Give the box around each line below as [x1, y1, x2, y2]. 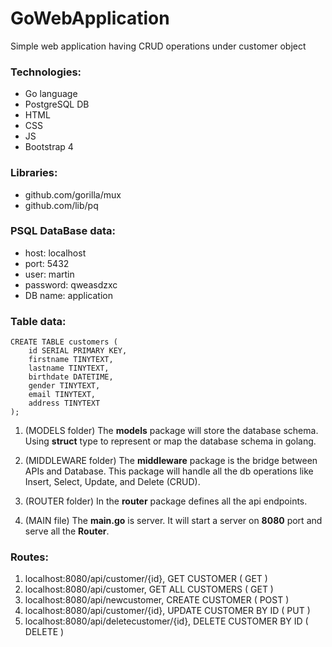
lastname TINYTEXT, [28, 363, 110, 374]
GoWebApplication [10, 7, 170, 30]
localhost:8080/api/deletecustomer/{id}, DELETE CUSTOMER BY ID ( [24, 615, 309, 627]
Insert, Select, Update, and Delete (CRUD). [24, 476, 201, 488]
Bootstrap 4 [24, 141, 74, 153]
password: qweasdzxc [24, 278, 118, 291]
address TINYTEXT [28, 398, 101, 409]
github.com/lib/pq [24, 199, 99, 211]
